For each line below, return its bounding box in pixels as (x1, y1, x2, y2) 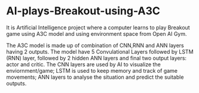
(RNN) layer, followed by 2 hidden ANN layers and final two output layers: (6, 54, 187, 61)
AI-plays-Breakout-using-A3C (6, 4, 160, 18)
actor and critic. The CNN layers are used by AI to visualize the (6, 61, 161, 68)
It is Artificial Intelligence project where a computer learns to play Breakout (6, 24, 190, 31)
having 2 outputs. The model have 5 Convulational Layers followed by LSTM (6, 48, 194, 55)
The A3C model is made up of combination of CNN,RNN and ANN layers (6, 42, 184, 49)
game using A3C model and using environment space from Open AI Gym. (6, 30, 187, 37)
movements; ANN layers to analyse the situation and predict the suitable (6, 73, 184, 80)
